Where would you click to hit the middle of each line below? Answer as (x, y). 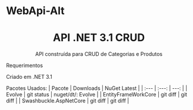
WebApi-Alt (35, 11)
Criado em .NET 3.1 (29, 77)
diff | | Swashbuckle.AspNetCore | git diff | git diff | (68, 101)
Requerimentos (24, 65)
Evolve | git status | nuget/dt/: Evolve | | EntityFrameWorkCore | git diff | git (96, 95)
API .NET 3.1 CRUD (99, 38)
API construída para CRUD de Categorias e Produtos (99, 54)
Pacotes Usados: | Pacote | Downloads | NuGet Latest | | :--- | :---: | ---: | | (97, 88)
